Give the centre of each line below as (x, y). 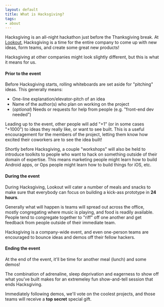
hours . (12, 197)
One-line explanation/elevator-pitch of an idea (59, 99)
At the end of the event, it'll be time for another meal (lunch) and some (76, 259)
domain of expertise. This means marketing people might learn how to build (81, 160)
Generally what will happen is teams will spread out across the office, (75, 207)
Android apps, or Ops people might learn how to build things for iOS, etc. (78, 165)
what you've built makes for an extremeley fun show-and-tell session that (79, 279)
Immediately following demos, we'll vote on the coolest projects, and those (80, 294)
